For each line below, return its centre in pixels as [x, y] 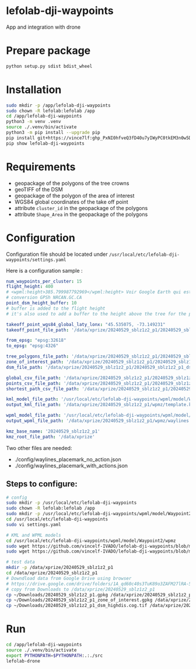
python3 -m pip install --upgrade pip [53, 133]
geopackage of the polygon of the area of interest [74, 195]
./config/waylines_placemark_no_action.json [68, 459]
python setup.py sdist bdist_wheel [49, 66]
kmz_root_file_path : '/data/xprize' [50, 437]
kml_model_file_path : [32, 399]
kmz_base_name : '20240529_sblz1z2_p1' [53, 431]
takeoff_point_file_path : [37, 330]
